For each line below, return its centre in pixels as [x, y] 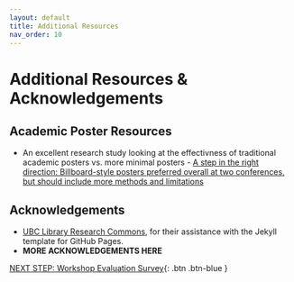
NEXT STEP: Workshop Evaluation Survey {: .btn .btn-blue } [119, 268]
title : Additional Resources [64, 26]
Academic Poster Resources [91, 131]
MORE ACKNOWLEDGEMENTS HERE [92, 251]
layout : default [40, 18]
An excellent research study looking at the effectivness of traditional [149, 153]
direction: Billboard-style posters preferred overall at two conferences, [154, 172]
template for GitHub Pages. [73, 241]
